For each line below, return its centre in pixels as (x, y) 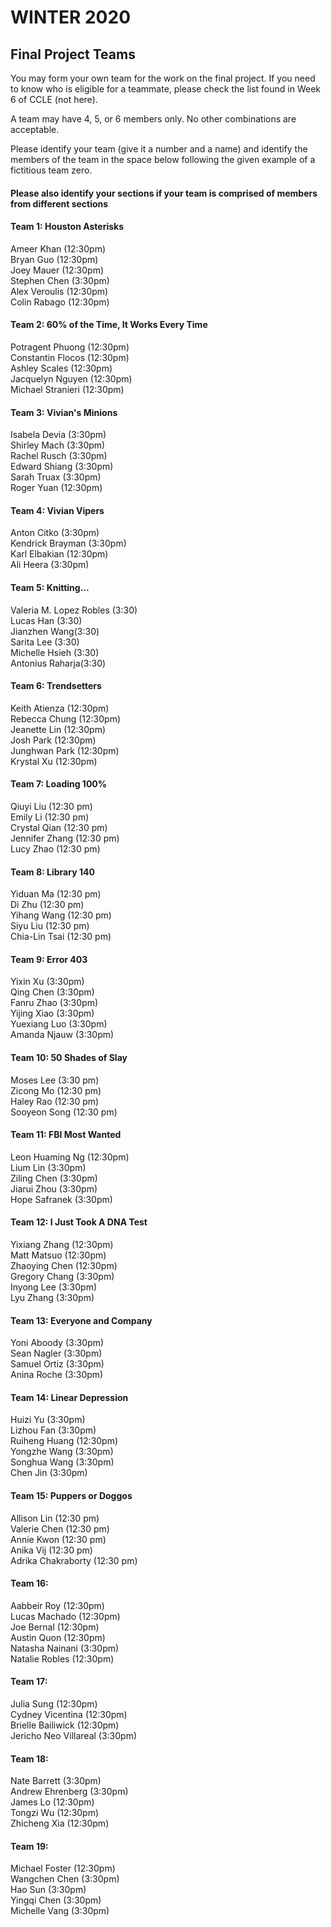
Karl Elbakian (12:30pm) (59, 554)
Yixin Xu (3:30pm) (47, 982)
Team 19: (29, 1846)
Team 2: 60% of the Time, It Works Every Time (109, 325)
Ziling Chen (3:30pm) (54, 1178)
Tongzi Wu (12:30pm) (55, 1813)
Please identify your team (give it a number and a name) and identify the (159, 149)
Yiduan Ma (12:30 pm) (56, 894)
